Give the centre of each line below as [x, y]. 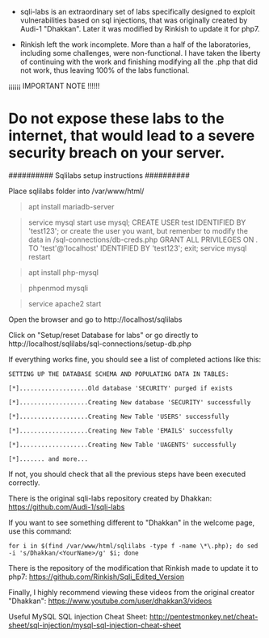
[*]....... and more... [48, 459]
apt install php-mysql [63, 272]
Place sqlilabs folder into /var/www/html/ [76, 191]
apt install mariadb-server [71, 206]
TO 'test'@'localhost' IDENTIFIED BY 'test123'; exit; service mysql [137, 248]
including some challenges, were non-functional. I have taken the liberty [140, 53]
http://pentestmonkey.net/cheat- [204, 616]
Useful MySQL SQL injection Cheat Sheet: [78, 616]
